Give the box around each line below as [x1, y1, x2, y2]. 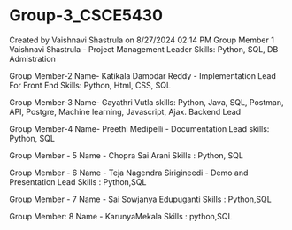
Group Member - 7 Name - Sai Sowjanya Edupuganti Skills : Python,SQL [9, 194, 272, 204]
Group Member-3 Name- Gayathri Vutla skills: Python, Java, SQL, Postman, [9, 96, 284, 107]
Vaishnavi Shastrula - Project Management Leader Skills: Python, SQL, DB [9, 43, 279, 54]
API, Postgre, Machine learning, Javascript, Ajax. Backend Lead [9, 106, 242, 117]
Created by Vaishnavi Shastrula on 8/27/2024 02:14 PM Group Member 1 [9, 34, 274, 45]
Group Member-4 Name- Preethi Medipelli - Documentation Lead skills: [9, 123, 270, 134]
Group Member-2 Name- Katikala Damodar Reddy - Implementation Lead [9, 70, 277, 80]
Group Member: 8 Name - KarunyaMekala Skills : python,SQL [9, 211, 233, 221]
